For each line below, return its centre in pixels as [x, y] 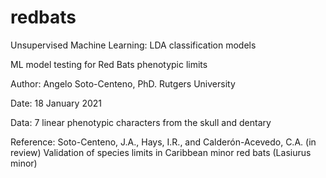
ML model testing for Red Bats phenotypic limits [109, 64]
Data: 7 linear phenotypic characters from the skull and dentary [141, 122]
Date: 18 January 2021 [56, 103]
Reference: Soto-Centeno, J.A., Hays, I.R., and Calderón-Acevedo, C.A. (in [163, 142]
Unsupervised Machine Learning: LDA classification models [133, 45]
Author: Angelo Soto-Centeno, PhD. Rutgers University [123, 83]
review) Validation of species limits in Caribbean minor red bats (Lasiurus [161, 152]
